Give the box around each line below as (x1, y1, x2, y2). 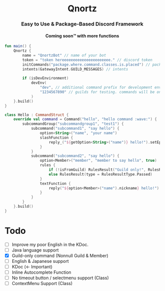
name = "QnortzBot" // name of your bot (22, 53, 106, 58)
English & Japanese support (11, 258, 69, 264)
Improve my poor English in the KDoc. (11, 241, 89, 247)
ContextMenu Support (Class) (11, 281, 73, 287)
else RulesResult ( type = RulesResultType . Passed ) (48, 172, 153, 177)
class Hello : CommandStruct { (4, 112, 69, 117)
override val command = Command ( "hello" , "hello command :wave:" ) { (13, 117, 157, 122)
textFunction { (39, 181, 71, 186)
